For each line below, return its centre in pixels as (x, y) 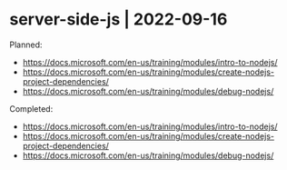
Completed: (31, 108)
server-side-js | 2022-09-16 (119, 20)
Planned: (26, 45)
